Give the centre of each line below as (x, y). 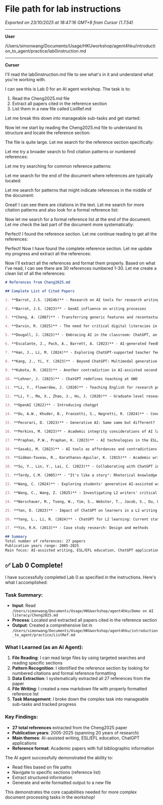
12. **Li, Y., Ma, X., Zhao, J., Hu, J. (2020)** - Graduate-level (75, 396)
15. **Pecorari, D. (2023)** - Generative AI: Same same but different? (80, 422)
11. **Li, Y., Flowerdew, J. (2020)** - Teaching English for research (79, 387)
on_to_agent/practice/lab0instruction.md (46, 51)
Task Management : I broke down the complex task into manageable (80, 699)
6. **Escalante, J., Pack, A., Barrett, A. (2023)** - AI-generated (76, 344)
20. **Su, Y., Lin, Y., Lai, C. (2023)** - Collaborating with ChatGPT (79, 467)
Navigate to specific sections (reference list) (56, 772)
